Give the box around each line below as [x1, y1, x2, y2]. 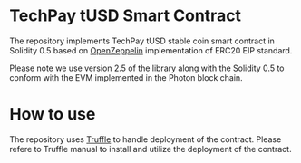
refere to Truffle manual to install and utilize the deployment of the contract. [9, 143, 292, 154]
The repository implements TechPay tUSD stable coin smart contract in [9, 35, 275, 46]
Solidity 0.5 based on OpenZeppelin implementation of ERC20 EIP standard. [9, 44, 293, 55]
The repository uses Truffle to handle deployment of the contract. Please [9, 133, 282, 145]
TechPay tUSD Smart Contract [9, 5, 242, 26]
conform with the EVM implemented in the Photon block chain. [9, 72, 243, 82]
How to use [9, 104, 96, 125]
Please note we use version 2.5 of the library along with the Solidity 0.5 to [9, 62, 285, 73]
